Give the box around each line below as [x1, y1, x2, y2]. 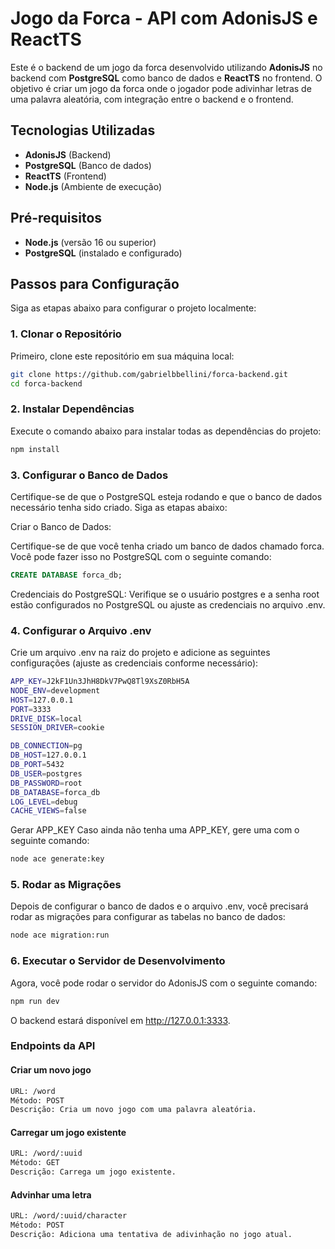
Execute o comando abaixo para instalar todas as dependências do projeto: [10, 425, 322, 437]
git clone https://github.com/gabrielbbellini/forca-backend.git [10, 369, 288, 379]
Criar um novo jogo [10, 1064, 92, 1076]
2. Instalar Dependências [10, 402, 135, 416]
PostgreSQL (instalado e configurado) [24, 247, 183, 259]
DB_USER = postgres [10, 768, 83, 779]
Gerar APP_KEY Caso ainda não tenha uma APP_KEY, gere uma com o [10, 824, 300, 836]
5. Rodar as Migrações [10, 878, 122, 892]
